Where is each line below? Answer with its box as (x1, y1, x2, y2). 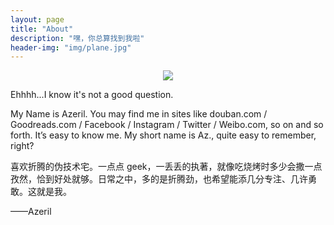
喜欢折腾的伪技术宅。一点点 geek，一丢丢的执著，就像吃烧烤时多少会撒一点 (10, 161, 323, 173)
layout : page (10, 14, 65, 25)
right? (10, 140, 35, 152)
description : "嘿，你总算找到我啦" (10, 33, 145, 43)
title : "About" (10, 24, 74, 34)
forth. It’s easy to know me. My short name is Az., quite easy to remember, (10, 129, 317, 141)
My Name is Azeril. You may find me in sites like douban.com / (10, 108, 268, 120)
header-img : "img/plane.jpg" (10, 42, 132, 53)
